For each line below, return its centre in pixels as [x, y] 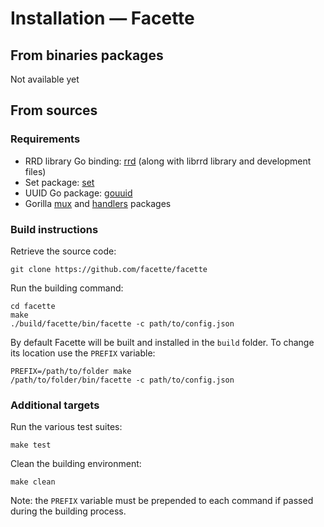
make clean [33, 482]
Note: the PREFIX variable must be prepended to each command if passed [162, 501]
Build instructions [54, 229]
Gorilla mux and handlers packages [98, 203]
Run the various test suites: [66, 427]
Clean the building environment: [76, 464]
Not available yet [45, 79]
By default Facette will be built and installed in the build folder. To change [162, 342]
